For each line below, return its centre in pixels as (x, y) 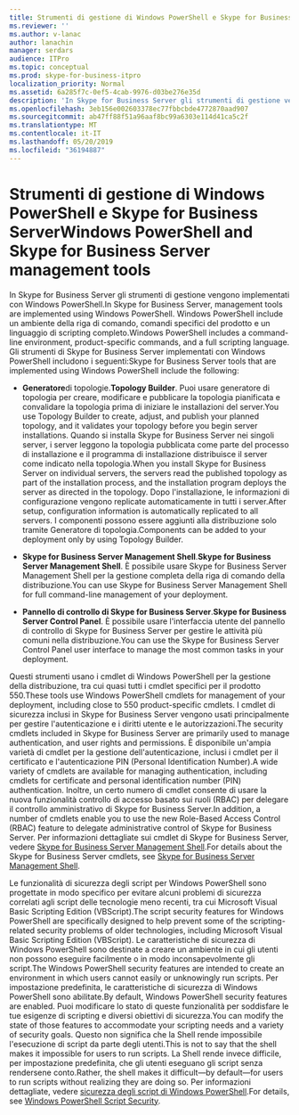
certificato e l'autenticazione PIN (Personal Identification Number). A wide (144, 761)
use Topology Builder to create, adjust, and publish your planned (141, 416)
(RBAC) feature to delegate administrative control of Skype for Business (141, 828)
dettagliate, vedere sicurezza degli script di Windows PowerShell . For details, (149, 1091)
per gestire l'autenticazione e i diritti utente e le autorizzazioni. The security (146, 724)
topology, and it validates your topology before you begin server (140, 425)
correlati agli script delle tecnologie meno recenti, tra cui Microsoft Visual (143, 902)
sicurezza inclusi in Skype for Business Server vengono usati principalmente (149, 714)
